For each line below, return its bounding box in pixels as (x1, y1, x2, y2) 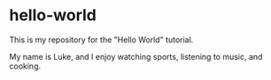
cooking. (9, 61, 42, 71)
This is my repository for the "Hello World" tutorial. (9, 34, 194, 45)
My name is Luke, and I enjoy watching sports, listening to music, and (9, 51, 263, 62)
